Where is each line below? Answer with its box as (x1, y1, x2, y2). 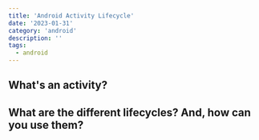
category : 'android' (8, 26, 78, 34)
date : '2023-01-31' (8, 19, 74, 27)
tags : (8, 42, 26, 50)
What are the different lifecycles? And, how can (8, 106, 251, 119)
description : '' (8, 34, 63, 42)
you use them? (8, 118, 84, 132)
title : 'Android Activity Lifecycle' (8, 11, 135, 20)
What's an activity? (8, 78, 108, 92)
